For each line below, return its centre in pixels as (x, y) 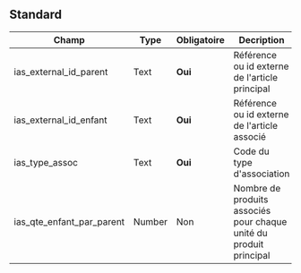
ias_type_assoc (46, 162)
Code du (252, 151)
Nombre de (257, 188)
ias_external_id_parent (61, 72)
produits (251, 199)
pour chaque (260, 221)
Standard (36, 15)
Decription (262, 39)
